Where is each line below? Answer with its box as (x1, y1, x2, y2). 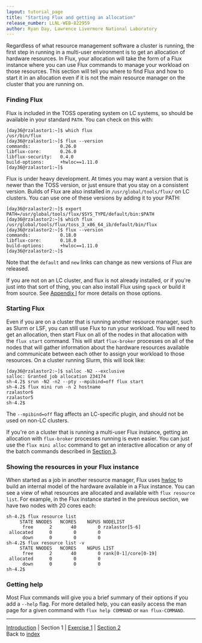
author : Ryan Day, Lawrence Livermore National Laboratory (6, 25, 158, 32)
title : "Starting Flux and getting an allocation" (6, 14, 136, 20)
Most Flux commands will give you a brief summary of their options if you (6, 594, 188, 601)
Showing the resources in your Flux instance (6, 462, 139, 471)
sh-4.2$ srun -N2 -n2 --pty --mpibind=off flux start (6, 378, 144, 384)
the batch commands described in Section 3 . (6, 447, 118, 455)
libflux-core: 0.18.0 (6, 237, 77, 243)
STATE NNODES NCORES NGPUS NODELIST (19, 519, 125, 525)
